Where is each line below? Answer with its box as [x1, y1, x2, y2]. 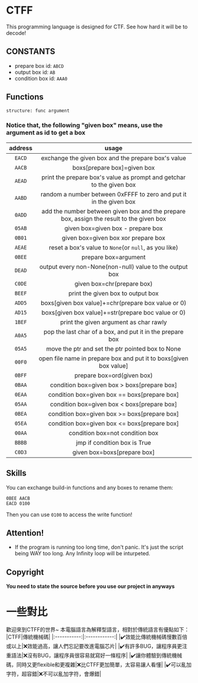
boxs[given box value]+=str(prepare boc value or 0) [41, 308, 186, 316]
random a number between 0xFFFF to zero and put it [40, 190, 187, 198]
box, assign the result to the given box [61, 214, 167, 222]
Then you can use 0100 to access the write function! [6, 511, 133, 518]
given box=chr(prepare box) [74, 279, 153, 287]
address [9, 144, 33, 152]
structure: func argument [6, 108, 70, 114]
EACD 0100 [6, 500, 31, 506]
